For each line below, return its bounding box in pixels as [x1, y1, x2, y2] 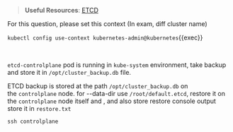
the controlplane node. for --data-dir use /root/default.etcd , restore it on [7, 90, 225, 97]
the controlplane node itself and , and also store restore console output [7, 97, 216, 105]
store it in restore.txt [7, 104, 72, 112]
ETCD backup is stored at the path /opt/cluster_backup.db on [7, 82, 188, 90]
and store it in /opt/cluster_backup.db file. [7, 68, 132, 76]
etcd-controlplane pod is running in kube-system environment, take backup [7, 61, 227, 69]
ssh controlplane [7, 118, 59, 125]
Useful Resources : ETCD [24, 6, 99, 14]
